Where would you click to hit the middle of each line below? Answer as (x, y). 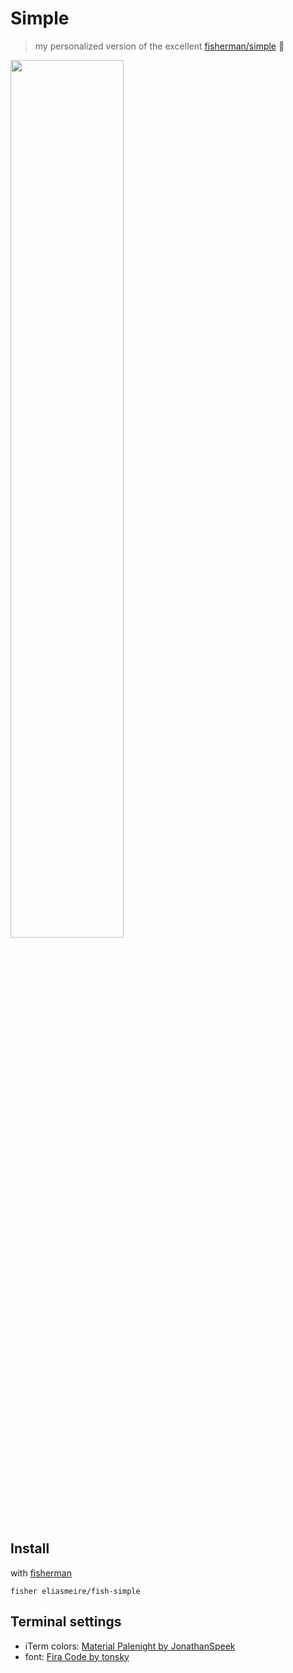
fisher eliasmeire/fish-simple (75, 1591)
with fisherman (41, 1573)
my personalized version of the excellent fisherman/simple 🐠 (159, 46)
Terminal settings (66, 1622)
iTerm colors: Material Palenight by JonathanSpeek (130, 1646)
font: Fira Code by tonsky (77, 1656)
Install (30, 1548)
